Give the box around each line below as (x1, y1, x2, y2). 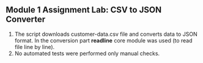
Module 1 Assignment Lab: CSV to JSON (6, 5, 162, 15)
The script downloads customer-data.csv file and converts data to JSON (14, 30, 197, 38)
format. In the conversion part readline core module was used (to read (14, 36, 193, 44)
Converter (6, 15, 46, 25)
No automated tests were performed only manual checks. (14, 50, 160, 57)
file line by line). (14, 43, 55, 50)
